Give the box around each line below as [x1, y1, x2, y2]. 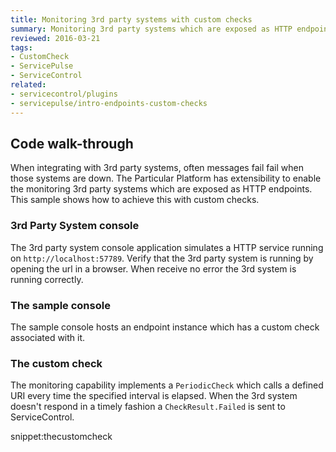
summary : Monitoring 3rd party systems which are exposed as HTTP [10, 24, 293, 34]
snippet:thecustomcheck [10, 431, 113, 443]
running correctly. [10, 273, 84, 285]
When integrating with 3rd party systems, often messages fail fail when [10, 162, 304, 174]
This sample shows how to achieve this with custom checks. [10, 194, 260, 206]
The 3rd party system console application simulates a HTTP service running [10, 241, 324, 253]
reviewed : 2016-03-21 [10, 33, 101, 43]
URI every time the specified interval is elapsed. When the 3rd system [10, 390, 298, 402]
